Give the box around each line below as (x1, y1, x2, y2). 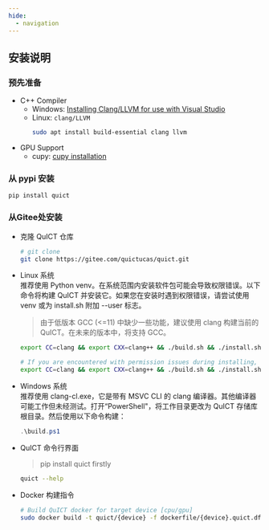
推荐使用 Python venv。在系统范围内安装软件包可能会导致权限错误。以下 (19, 280, 261, 290)
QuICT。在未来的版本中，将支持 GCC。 (39, 328, 171, 337)
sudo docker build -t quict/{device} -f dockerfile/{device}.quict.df (19, 513, 262, 522)
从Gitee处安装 (8, 212, 63, 223)
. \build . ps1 (19, 427, 60, 436)
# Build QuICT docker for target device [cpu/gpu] (19, 506, 194, 514)
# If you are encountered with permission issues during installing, (19, 358, 259, 366)
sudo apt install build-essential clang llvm (31, 128, 187, 137)
